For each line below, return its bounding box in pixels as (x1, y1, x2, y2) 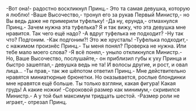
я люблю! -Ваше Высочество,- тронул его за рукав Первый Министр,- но (6, 11, 190, 18)
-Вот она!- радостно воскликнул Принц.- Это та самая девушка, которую (6, 5, 190, 12)
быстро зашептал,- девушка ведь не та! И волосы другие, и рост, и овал (6, 61, 188, 68)
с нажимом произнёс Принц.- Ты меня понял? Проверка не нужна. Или (6, 42, 187, 49)
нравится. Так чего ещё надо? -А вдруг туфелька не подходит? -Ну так (6, 30, 184, 37)
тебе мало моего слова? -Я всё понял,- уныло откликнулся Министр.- (6, 49, 183, 55)
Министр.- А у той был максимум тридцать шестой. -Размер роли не (6, 92, 180, 99)
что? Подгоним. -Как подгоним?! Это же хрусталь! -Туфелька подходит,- (6, 36, 188, 43)
